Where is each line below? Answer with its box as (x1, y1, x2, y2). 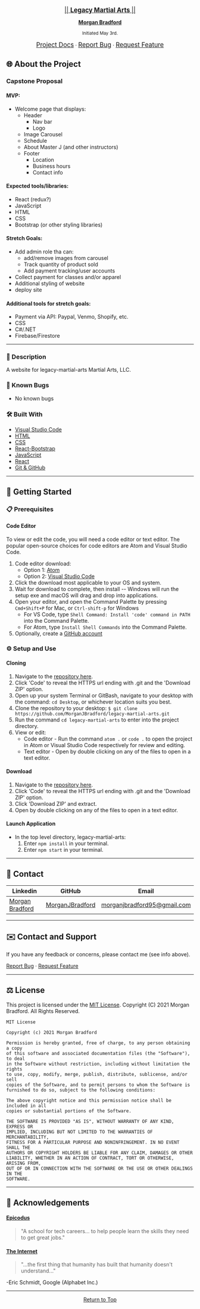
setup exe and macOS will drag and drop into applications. (14, 592, 158, 599)
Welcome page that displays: (14, 105, 86, 112)
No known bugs (14, 394, 54, 402)
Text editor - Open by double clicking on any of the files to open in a (23, 748, 191, 755)
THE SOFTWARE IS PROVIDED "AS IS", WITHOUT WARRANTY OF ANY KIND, (6, 1118, 174, 1124)
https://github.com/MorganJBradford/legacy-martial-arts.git (14, 711, 170, 717)
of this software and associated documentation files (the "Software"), (6, 1050, 190, 1056)
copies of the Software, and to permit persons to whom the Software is (6, 1082, 190, 1088)
